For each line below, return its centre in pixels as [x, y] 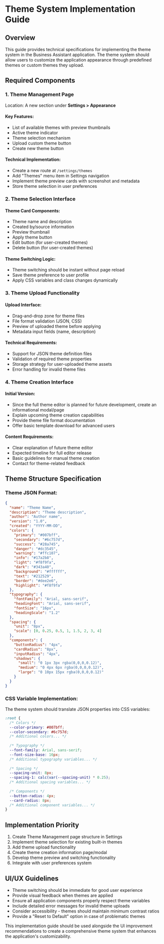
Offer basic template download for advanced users [63, 425]
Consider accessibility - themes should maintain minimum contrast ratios [86, 911]
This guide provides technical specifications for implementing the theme [78, 49]
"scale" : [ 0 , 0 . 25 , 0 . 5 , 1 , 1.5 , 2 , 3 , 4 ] [58, 631]
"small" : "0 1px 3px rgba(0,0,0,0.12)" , [60, 663]
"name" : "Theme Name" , [33, 507]
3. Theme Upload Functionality [42, 293]
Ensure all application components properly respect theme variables [81, 900]
